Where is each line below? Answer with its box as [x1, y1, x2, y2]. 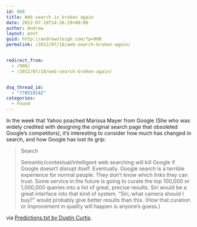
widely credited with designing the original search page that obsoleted [6, 124, 178, 130]
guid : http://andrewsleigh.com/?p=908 [6, 36, 102, 42]
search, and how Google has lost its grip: [6, 136, 106, 142]
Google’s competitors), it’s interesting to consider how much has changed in [6, 129, 191, 137]
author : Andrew [6, 25, 44, 31]
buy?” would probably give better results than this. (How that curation [20, 196, 190, 203]
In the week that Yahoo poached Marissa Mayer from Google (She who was [6, 117, 190, 124]
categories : [6, 95, 35, 101]
